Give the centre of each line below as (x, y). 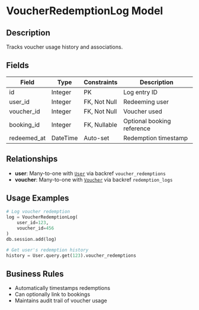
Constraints (101, 82)
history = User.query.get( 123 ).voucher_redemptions (71, 256)
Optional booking (147, 121)
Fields (18, 65)
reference (137, 128)
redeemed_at (28, 138)
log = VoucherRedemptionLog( (42, 217)
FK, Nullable (100, 124)
